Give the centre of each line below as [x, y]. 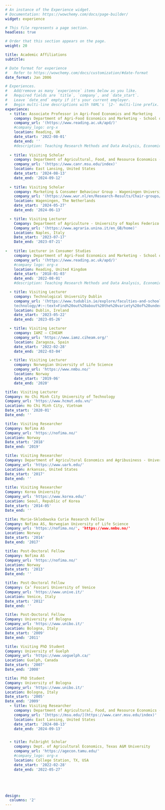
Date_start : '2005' [25, 697]
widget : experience [25, 19]
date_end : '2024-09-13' [38, 729]
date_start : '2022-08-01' [41, 137]
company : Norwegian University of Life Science [63, 365]
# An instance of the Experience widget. [48, 10]
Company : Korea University [33, 492]
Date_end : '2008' [23, 669]
